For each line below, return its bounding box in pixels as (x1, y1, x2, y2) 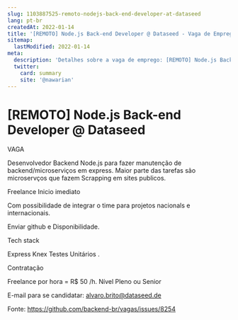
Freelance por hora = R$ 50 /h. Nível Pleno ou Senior (7, 278, 161, 286)
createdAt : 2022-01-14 (7, 23, 74, 30)
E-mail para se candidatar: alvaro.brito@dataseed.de (7, 291, 161, 299)
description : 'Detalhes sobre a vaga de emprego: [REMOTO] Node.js (13, 57, 217, 64)
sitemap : (7, 37, 33, 44)
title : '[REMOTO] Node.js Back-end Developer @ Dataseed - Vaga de (7, 30, 211, 38)
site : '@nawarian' (20, 76, 74, 84)
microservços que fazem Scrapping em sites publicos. (7, 174, 166, 183)
